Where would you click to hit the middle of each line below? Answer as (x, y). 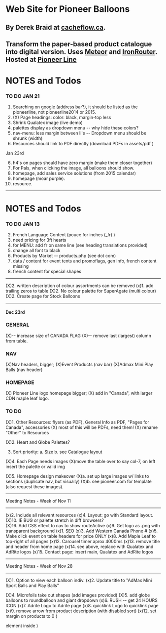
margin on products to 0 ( (32, 616)
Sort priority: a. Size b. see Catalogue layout (57, 452)
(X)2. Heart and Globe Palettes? (38, 442)
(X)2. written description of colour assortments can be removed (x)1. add (80, 286)
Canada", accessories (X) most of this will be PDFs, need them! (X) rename (82, 427)
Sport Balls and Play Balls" (33, 585)
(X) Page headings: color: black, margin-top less (62, 118)
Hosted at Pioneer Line (41, 60)
